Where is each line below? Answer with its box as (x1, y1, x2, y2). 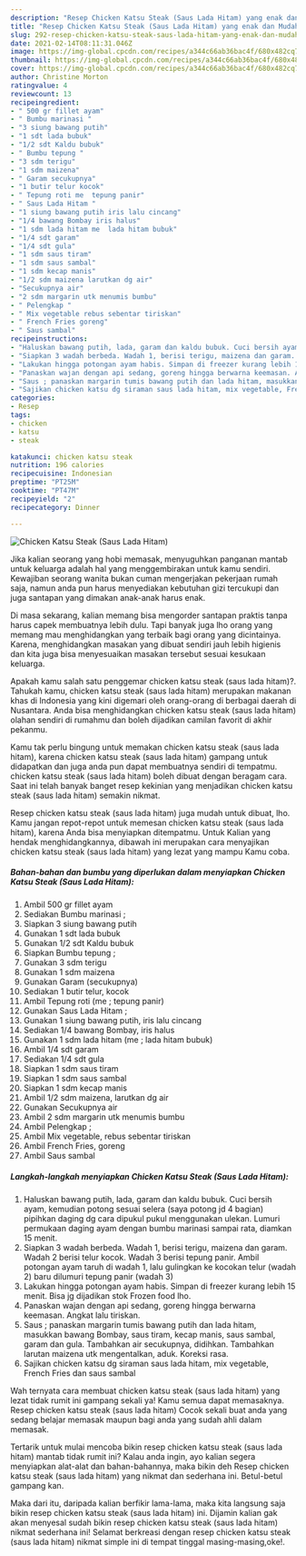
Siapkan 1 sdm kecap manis (23, 1082, 128, 1093)
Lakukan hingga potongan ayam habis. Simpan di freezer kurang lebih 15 (23, 1281, 296, 1292)
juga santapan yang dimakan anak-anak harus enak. (10, 592, 206, 603)
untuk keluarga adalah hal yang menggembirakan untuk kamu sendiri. (10, 563, 271, 574)
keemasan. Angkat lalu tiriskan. (23, 1310, 141, 1321)
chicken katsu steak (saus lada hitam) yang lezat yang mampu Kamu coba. (10, 846, 290, 857)
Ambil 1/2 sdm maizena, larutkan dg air (23, 1092, 169, 1103)
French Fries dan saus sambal (23, 1368, 136, 1379)
